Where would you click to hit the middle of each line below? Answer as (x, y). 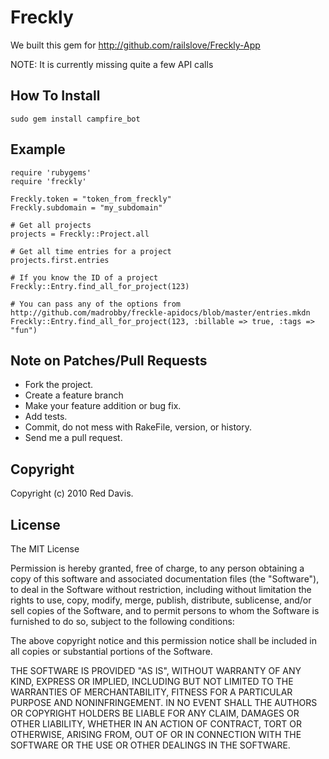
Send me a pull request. (73, 438)
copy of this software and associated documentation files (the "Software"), (165, 579)
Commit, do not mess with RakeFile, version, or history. (138, 427)
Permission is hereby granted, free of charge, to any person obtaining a (157, 568)
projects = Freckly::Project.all (80, 234)
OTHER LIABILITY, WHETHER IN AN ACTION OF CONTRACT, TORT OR (156, 724)
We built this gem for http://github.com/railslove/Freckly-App (135, 45)
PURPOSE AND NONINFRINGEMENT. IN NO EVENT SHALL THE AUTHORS (164, 702)
